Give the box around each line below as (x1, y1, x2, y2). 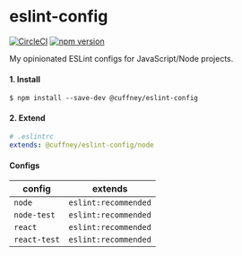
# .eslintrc (9, 132, 54, 141)
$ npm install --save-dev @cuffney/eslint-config (9, 94, 199, 103)
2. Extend (9, 112, 47, 123)
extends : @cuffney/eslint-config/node (9, 141, 154, 149)
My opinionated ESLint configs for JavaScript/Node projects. (9, 53, 234, 64)
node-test (13, 210, 56, 220)
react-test (13, 235, 60, 245)
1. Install (9, 73, 40, 84)
